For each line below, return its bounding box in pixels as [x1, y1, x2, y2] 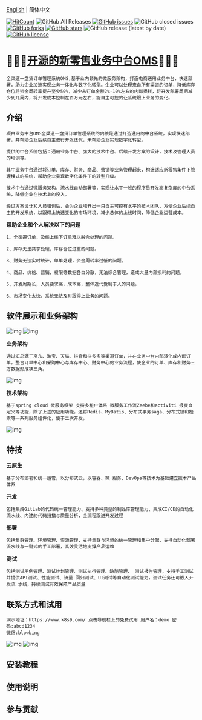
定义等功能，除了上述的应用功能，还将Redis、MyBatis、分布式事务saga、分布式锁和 [6, 408, 189, 415]
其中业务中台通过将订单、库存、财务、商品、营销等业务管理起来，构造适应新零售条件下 [6, 167, 191, 173]
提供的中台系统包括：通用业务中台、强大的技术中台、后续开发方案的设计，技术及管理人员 [6, 148, 195, 155]
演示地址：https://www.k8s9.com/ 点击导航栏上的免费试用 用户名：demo [6, 617, 170, 623]
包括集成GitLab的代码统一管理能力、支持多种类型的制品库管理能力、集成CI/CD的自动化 [6, 506, 194, 513]
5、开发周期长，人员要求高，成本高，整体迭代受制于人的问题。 [6, 281, 140, 287]
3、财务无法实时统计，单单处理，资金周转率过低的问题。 [6, 258, 126, 264]
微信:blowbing [6, 630, 41, 636]
